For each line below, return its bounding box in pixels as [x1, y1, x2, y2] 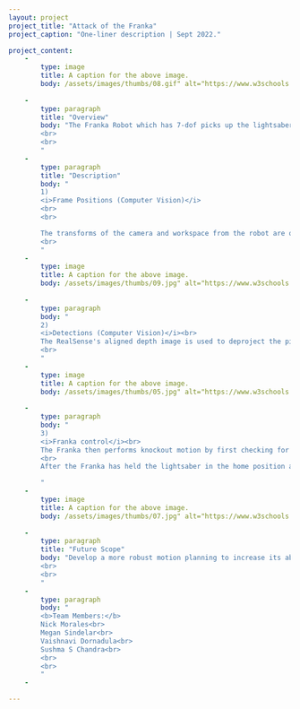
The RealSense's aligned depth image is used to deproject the [40, 337, 281, 346]
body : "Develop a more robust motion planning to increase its [40, 553, 281, 563]
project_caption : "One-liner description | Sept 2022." [8, 30, 221, 39]
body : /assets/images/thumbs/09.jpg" [40, 279, 181, 288]
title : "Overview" [40, 113, 109, 122]
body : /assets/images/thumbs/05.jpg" [40, 387, 181, 396]
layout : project [8, 13, 69, 22]
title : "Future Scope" [40, 545, 125, 554]
